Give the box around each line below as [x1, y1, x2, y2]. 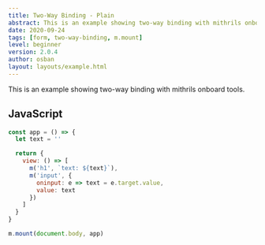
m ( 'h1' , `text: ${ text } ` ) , [28, 165, 118, 173]
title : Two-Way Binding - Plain [8, 11, 114, 20]
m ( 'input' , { [28, 171, 73, 180]
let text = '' [15, 135, 62, 143]
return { [15, 150, 44, 158]
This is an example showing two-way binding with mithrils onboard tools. [8, 84, 245, 94]
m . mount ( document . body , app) [8, 230, 104, 238]
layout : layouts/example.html [8, 63, 108, 71]
